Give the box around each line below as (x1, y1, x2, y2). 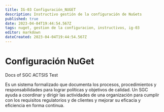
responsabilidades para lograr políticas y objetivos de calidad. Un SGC (5, 86, 149, 92)
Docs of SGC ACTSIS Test (5, 72, 58, 78)
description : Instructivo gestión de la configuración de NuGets (5, 12, 142, 17)
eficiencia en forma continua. (5, 102, 65, 108)
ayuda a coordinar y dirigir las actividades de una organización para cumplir (5, 92, 159, 98)
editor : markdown (5, 30, 41, 35)
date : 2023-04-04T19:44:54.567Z (5, 21, 71, 26)
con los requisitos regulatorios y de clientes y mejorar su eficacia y (5, 97, 141, 103)
